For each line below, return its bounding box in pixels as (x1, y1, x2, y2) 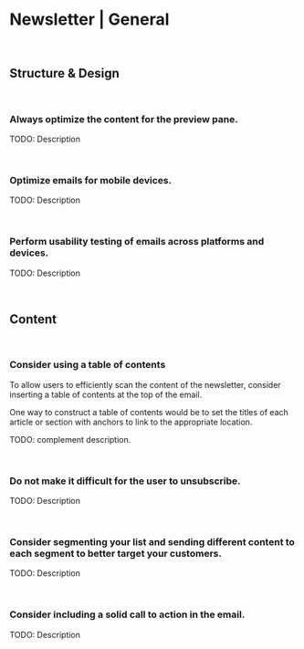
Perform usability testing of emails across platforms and (9, 236, 265, 248)
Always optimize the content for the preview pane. (9, 112, 239, 125)
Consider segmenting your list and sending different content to (9, 535, 295, 548)
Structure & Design (9, 66, 121, 81)
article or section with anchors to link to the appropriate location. (9, 416, 253, 427)
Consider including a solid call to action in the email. (9, 608, 246, 621)
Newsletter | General (9, 9, 170, 30)
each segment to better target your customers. (9, 547, 222, 560)
